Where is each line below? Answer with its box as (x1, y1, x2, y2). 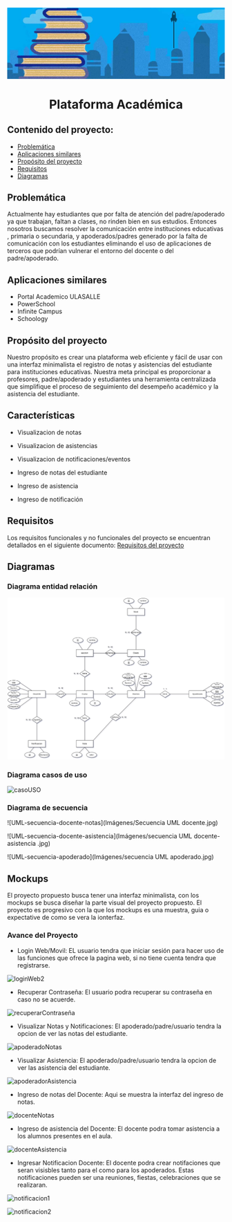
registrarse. (17, 961, 50, 969)
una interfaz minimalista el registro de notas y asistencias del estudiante (7, 360, 213, 369)
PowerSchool (17, 300, 55, 308)
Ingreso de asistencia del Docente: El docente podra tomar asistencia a (17, 1124, 220, 1133)
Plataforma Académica (48, 96, 184, 112)
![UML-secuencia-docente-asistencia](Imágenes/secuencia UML (7, 832, 193, 840)
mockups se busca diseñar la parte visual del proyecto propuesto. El (7, 898, 202, 907)
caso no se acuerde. (17, 995, 76, 1003)
